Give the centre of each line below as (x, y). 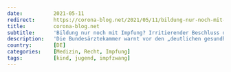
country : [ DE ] (37, 45)
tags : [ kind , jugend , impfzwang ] (69, 58)
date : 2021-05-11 (46, 13)
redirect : (21, 20)
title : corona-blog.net (53, 26)
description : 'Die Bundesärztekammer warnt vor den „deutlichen (104, 39)
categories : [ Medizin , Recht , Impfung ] (69, 52)
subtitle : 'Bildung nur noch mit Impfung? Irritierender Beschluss (113, 33)
